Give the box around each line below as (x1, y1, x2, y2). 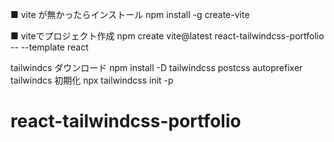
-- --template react (10, 41, 89, 53)
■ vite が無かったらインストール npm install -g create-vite (10, 9, 250, 20)
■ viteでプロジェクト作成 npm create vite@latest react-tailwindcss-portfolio (10, 30, 325, 42)
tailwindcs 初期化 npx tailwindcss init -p (10, 74, 174, 86)
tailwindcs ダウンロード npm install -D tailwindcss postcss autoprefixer (10, 62, 303, 73)
